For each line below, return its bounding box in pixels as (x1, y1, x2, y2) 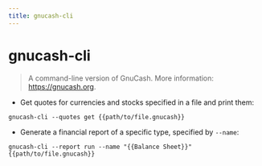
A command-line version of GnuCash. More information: (27, 73, 215, 83)
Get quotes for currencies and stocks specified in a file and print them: (19, 98, 255, 107)
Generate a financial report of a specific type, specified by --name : (19, 127, 239, 137)
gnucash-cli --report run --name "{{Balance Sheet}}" (8, 143, 193, 151)
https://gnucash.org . (27, 81, 96, 91)
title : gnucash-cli (8, 11, 74, 20)
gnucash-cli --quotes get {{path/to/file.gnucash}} (8, 113, 185, 121)
